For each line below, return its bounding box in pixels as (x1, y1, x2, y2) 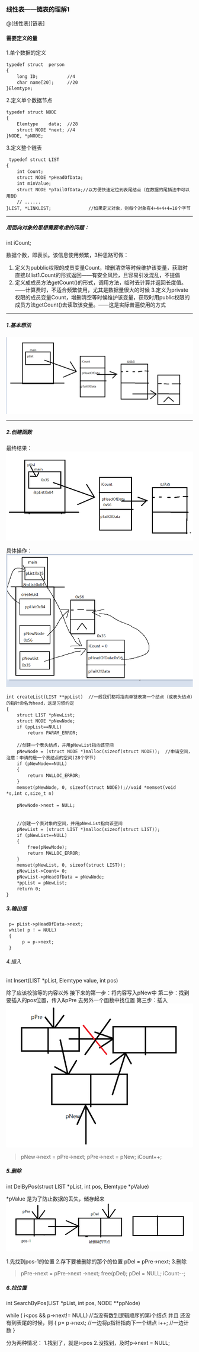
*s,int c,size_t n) (6, 790, 54, 797)
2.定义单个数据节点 (6, 96, 53, 103)
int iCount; (6, 239, 31, 247)
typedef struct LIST (8, 156, 60, 163)
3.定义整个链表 (6, 144, 43, 151)
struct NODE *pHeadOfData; (17, 174, 84, 181)
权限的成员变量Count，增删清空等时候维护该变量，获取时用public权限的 (14, 294, 190, 301)
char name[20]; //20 (17, 79, 78, 86)
